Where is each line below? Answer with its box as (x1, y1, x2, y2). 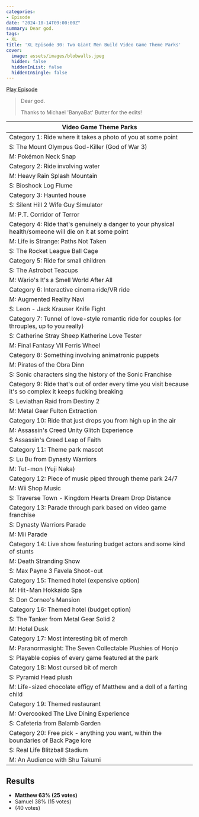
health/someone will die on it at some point (9, 227, 129, 236)
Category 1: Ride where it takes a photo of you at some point (9, 133, 178, 142)
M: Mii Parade (9, 530, 47, 539)
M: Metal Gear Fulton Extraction (9, 407, 98, 415)
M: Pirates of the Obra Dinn (9, 361, 85, 369)
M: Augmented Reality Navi (9, 295, 85, 303)
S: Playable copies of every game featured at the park (9, 654, 159, 662)
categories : (6, 8, 36, 15)
